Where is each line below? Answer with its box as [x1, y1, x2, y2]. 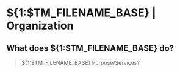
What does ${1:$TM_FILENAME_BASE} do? [6, 43, 175, 53]
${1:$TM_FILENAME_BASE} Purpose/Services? [21, 59, 140, 66]
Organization [6, 19, 74, 33]
